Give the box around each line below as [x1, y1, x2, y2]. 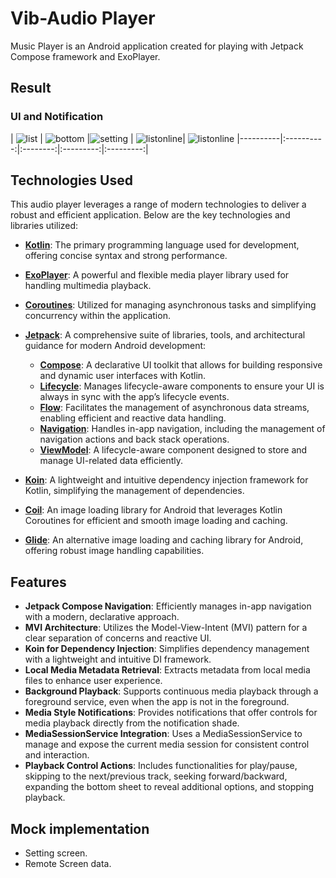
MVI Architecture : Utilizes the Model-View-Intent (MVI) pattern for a [24, 622, 308, 634]
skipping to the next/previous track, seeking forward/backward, [24, 770, 288, 782]
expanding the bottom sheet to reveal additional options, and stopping [24, 781, 315, 793]
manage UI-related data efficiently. [39, 455, 184, 467]
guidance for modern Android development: [24, 340, 207, 352]
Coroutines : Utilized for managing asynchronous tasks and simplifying [24, 299, 317, 311]
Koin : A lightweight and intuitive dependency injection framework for [24, 474, 309, 486]
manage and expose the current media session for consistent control [24, 738, 310, 751]
